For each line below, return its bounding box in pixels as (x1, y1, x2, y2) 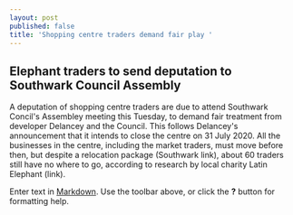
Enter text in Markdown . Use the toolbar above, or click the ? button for (9, 186, 275, 197)
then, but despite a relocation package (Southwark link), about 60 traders (9, 150, 284, 161)
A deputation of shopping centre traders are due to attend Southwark (9, 101, 269, 113)
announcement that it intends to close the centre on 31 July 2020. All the (9, 130, 281, 141)
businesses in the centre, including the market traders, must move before (9, 140, 284, 151)
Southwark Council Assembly (9, 78, 181, 93)
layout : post (9, 13, 59, 23)
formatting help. (9, 196, 70, 207)
